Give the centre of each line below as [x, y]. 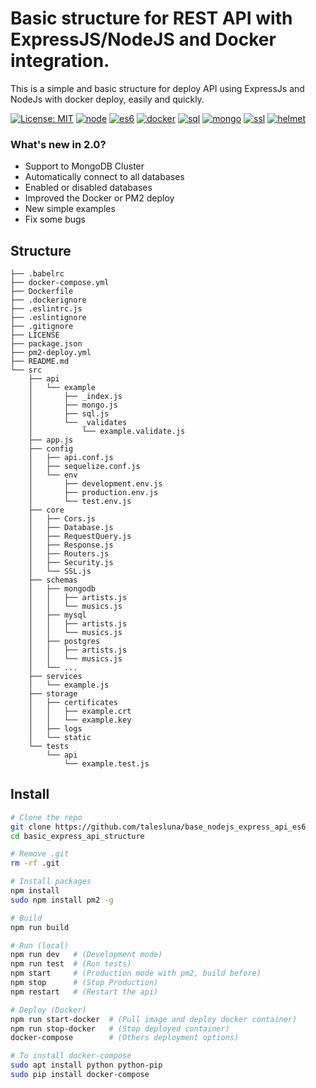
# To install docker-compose [71, 1056]
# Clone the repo [46, 817]
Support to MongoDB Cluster [84, 166]
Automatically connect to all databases [104, 177]
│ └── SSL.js [60, 572]
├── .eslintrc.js [46, 309]
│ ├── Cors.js [62, 519]
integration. [60, 61]
